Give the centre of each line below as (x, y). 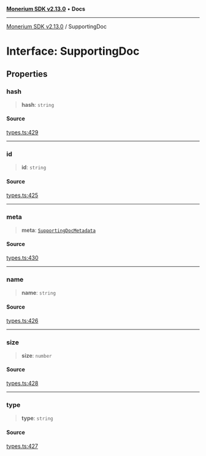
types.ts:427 (22, 446)
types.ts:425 (22, 195)
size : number (36, 355)
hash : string (38, 104)
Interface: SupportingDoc (73, 51)
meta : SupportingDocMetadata (59, 230)
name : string (39, 293)
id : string (34, 168)
